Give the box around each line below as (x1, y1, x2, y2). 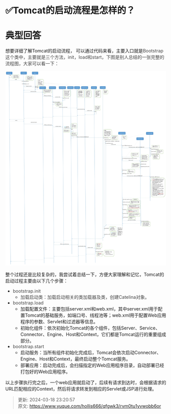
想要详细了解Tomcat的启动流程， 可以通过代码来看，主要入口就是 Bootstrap (5, 48, 164, 54)
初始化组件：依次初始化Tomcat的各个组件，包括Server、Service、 (20, 325, 160, 331)
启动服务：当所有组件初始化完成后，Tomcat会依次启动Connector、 (20, 349, 162, 355)
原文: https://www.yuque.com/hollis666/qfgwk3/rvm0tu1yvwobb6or (17, 403, 161, 409)
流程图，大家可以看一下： (5, 61, 59, 67)
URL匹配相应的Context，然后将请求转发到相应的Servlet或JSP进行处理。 (5, 385, 157, 392)
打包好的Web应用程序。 (20, 368, 70, 375)
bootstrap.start (12, 343, 44, 349)
